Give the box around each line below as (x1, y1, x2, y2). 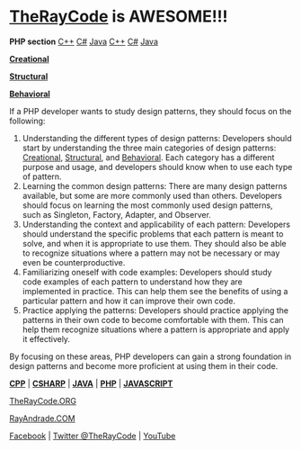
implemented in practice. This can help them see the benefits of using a (22, 285, 288, 296)
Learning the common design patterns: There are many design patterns (22, 180, 288, 191)
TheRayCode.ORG (9, 395, 76, 406)
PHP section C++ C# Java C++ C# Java (9, 36, 159, 47)
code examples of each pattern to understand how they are (22, 276, 243, 287)
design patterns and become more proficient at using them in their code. (9, 360, 279, 371)
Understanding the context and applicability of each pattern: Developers (22, 219, 290, 229)
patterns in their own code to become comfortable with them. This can (22, 314, 285, 325)
